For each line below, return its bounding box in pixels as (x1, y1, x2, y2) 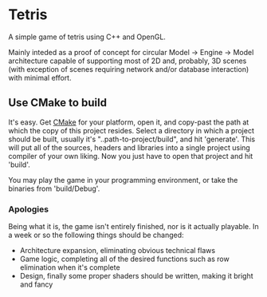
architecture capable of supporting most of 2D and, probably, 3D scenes (8, 56, 247, 65)
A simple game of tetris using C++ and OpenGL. (8, 32, 166, 42)
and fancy (19, 279, 53, 289)
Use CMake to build (8, 96, 108, 109)
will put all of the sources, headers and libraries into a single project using (8, 142, 251, 152)
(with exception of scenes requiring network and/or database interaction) (8, 64, 249, 73)
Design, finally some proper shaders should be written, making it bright (19, 271, 253, 281)
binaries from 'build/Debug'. (8, 184, 100, 193)
